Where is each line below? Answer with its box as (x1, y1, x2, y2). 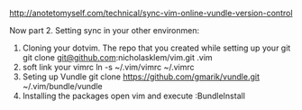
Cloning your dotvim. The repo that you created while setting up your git (22, 42, 291, 53)
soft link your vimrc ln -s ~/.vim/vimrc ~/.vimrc (22, 62, 196, 72)
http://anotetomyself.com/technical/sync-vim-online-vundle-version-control (9, 8, 293, 18)
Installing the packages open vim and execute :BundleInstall (22, 90, 246, 101)
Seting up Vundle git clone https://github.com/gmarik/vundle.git (22, 71, 260, 82)
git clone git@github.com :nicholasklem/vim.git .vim (22, 52, 214, 62)
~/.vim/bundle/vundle (22, 81, 103, 91)
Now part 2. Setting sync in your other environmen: (9, 25, 200, 35)
